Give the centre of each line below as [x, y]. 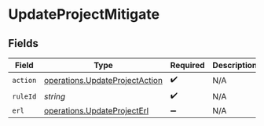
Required [188, 65]
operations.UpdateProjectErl [97, 111]
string [55, 96]
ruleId [24, 96]
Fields [24, 43]
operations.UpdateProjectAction [104, 80]
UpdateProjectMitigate [84, 14]
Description [235, 65]
